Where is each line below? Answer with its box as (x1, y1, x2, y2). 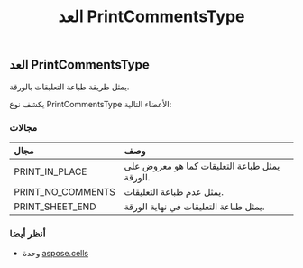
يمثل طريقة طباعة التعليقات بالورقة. (9, 81, 130, 92)
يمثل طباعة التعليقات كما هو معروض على (124, 160, 280, 172)
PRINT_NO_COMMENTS (14, 185, 115, 198)
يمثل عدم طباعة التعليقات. (124, 185, 224, 198)
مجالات (9, 121, 38, 134)
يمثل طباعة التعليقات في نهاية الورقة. (124, 200, 265, 213)
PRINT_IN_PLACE (14, 165, 87, 178)
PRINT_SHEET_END (14, 200, 96, 213)
